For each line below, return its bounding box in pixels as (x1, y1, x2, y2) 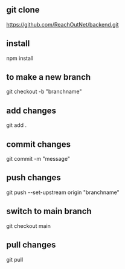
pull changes (6, 240, 56, 250)
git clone (6, 5, 40, 15)
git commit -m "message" (6, 155, 71, 163)
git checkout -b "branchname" (6, 88, 83, 96)
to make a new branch (6, 72, 91, 82)
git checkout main (6, 222, 51, 229)
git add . (6, 122, 27, 129)
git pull (6, 256, 24, 263)
